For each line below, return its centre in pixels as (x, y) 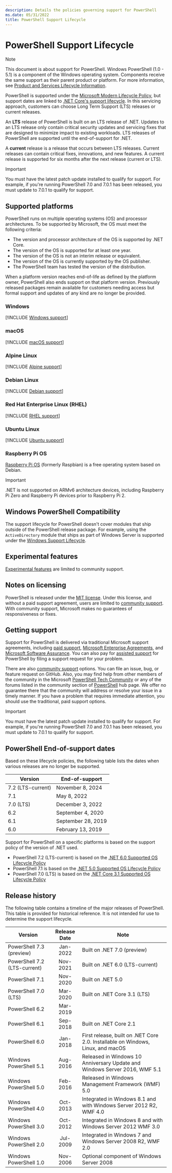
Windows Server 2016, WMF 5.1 (122, 1070)
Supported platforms (39, 206)
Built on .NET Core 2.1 (109, 1024)
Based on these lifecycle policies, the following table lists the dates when (82, 761)
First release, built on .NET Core (120, 1035)
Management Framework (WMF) (121, 1084)
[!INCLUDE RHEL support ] (33, 416)
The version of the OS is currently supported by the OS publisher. (82, 261)
